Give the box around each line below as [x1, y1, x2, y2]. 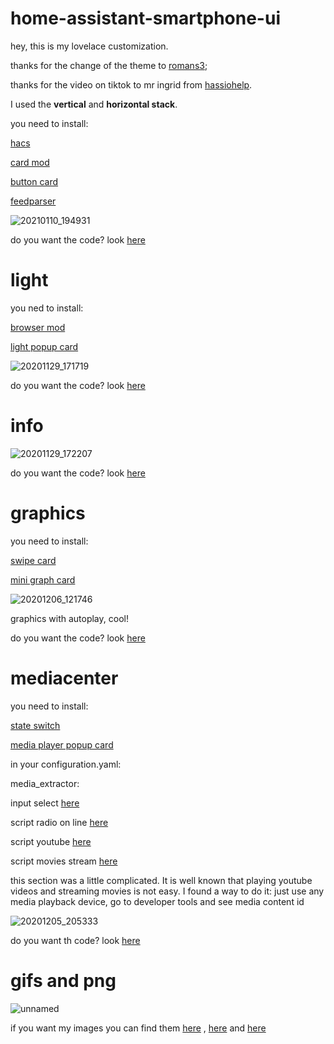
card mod [10, 156, 50, 168]
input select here [10, 797, 80, 809]
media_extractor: [10, 777, 80, 789]
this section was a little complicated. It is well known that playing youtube [10, 874, 313, 886]
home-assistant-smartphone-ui [10, 7, 281, 30]
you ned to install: [10, 302, 84, 314]
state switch [10, 719, 61, 731]
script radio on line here [10, 816, 109, 828]
